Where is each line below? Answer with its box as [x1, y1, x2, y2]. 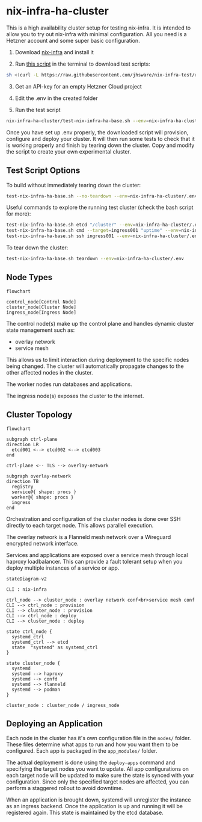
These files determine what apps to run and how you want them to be [6, 741, 179, 748]
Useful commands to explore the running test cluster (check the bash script [6, 204, 194, 211]
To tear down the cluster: [6, 244, 69, 251]
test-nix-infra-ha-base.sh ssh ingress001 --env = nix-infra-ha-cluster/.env [6, 233, 200, 239]
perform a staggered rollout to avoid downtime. [6, 785, 123, 792]
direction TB [6, 478, 39, 484]
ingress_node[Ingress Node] [6, 309, 77, 316]
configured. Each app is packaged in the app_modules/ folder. [6, 747, 158, 755]
